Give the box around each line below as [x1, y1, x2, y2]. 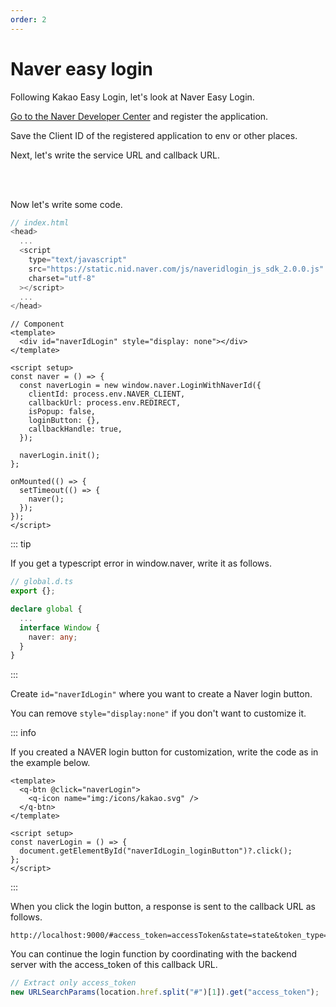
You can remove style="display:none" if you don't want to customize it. [10, 707, 307, 720]
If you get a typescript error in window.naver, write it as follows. [10, 557, 272, 570]
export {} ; [10, 586, 56, 596]
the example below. [10, 757, 91, 769]
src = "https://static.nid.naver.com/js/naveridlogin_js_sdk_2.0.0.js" [28, 264, 325, 274]
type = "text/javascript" [28, 255, 128, 265]
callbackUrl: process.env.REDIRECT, [28, 398, 182, 408]
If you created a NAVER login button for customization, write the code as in [10, 746, 319, 758]
